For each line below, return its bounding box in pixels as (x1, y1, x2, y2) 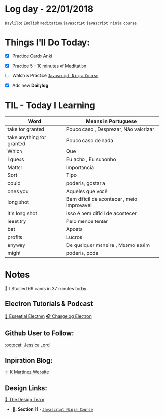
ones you (7, 188, 29, 195)
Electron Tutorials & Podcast (5, 300, 93, 308)
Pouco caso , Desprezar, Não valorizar (66, 126, 155, 133)
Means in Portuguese (86, 118, 137, 124)
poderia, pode (66, 250, 99, 257)
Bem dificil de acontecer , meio (66, 196, 138, 203)
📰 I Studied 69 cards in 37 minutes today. (5, 286, 88, 291)
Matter (7, 164, 23, 171)
